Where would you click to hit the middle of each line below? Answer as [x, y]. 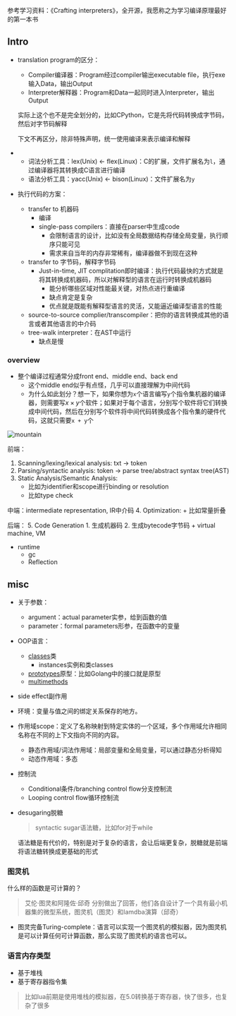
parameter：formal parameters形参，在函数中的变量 [104, 626]
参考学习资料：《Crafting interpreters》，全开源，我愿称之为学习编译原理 [111, 10]
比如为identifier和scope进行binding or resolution [98, 486]
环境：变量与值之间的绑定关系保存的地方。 [79, 711]
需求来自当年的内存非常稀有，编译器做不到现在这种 [123, 253]
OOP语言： [34, 640]
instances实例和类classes [76, 664]
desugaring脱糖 [40, 812]
